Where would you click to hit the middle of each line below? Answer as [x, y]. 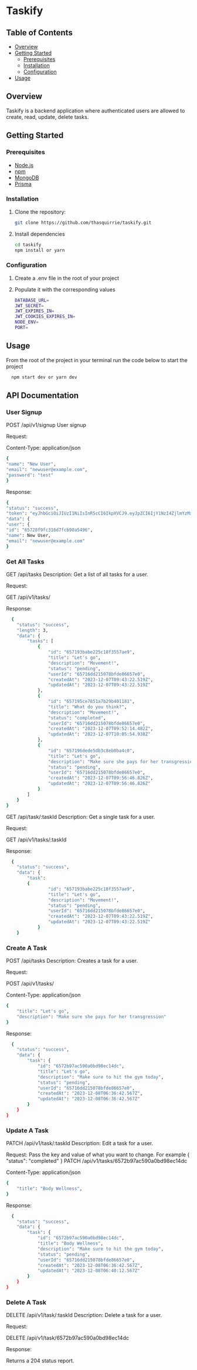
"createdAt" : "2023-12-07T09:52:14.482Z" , [101, 729]
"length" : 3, [33, 630]
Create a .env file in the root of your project [67, 278]
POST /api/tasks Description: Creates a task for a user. [72, 961]
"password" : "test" [30, 475]
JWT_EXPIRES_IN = [34, 311]
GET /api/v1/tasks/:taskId [36, 840]
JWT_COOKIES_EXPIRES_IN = [45, 317]
